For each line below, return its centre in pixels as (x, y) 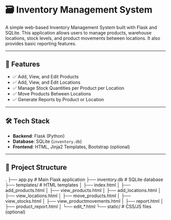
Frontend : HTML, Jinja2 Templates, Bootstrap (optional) (71, 147)
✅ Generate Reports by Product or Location (58, 99)
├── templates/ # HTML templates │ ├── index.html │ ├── (68, 185)
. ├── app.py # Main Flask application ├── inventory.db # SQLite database (84, 180)
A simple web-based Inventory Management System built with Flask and (81, 27)
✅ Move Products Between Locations (52, 93)
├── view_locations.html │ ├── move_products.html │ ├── (68, 196)
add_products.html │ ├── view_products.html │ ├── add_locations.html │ (83, 191)
